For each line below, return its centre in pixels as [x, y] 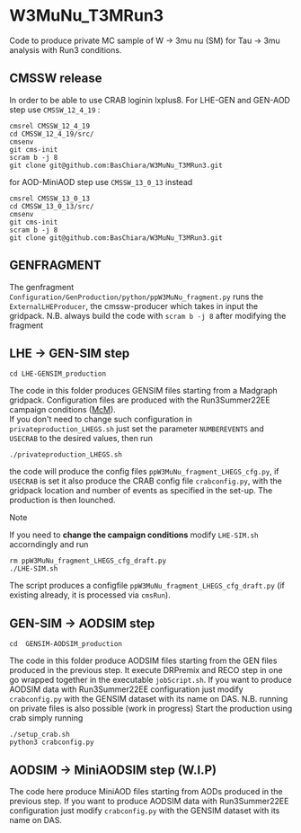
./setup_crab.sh [40, 735]
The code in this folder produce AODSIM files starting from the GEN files [143, 660]
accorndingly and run [49, 545]
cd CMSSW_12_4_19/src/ [52, 134]
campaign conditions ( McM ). [63, 410]
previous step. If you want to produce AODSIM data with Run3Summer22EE [149, 801]
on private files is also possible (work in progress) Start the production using [151, 709]
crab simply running [46, 718]
